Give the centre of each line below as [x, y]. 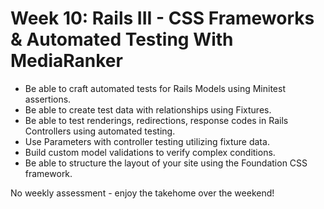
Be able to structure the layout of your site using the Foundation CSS [166, 163]
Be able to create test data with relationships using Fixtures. [148, 109]
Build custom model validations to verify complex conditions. [150, 152]
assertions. [48, 99]
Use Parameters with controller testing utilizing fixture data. [147, 141]
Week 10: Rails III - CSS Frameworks [162, 18]
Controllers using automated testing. [100, 131]
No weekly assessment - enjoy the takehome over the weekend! [142, 193]
